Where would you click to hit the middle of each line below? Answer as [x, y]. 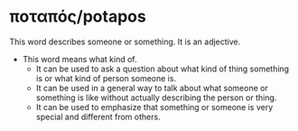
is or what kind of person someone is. [106, 78]
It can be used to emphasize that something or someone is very [154, 107]
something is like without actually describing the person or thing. [156, 98]
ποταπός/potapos [78, 17]
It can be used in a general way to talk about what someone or [152, 88]
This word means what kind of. [79, 59]
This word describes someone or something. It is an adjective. [125, 42]
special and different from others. [98, 117]
